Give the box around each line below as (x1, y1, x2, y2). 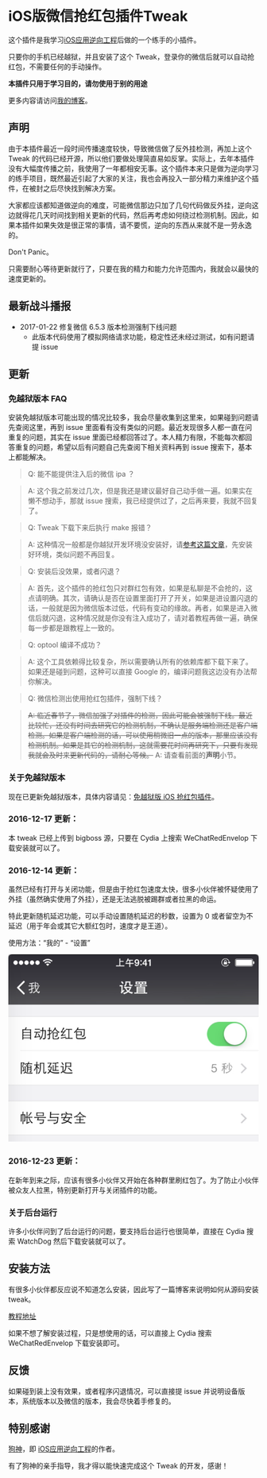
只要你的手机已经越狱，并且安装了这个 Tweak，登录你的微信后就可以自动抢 (8, 52, 255, 61)
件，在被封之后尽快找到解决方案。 (8, 184, 120, 193)
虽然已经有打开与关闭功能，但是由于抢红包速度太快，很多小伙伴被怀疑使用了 (8, 884, 259, 894)
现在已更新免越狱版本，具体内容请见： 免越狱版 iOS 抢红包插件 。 (8, 791, 219, 801)
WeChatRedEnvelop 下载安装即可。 (8, 1338, 125, 1348)
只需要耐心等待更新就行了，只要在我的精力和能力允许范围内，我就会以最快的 (8, 264, 259, 273)
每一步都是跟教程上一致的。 (27, 623, 119, 633)
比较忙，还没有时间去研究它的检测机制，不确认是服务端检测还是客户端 (27, 721, 258, 730)
